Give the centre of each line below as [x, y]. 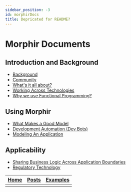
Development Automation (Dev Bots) [50, 129]
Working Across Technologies [43, 90]
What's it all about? [32, 85]
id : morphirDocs [22, 15]
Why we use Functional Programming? [52, 96]
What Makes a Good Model [40, 124]
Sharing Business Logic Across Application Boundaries [69, 162]
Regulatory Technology [36, 167]
